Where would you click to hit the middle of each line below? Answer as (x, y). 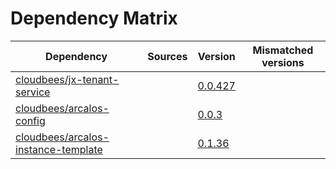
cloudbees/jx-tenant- (67, 79)
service (33, 92)
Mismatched (283, 50)
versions (283, 62)
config (30, 120)
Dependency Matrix (94, 18)
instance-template (59, 149)
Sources (167, 56)
